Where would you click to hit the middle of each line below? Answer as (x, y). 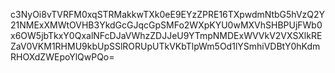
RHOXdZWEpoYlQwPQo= (62, 57)
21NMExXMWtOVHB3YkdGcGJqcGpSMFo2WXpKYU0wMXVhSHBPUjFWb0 (166, 25)
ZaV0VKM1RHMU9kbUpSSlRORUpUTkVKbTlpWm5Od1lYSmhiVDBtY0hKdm (165, 46)
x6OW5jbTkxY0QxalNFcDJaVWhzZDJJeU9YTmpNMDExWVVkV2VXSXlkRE (166, 35)
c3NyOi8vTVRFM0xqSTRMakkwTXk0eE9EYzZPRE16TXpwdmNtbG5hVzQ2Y (168, 14)
